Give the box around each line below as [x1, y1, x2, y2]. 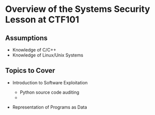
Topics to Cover [5, 66, 55, 75]
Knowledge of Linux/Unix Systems [12, 52, 84, 58]
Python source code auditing [19, 89, 80, 95]
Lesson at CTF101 [5, 14, 80, 25]
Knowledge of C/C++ [12, 47, 56, 53]
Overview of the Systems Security [5, 3, 151, 15]
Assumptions [5, 34, 48, 42]
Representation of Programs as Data [12, 104, 87, 110]
